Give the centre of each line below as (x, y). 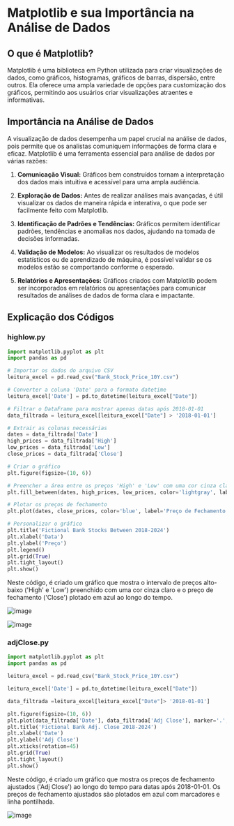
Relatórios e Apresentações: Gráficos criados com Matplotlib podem (117, 280)
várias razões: (28, 161)
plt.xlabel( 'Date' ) (36, 733)
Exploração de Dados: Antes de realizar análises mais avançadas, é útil (120, 195)
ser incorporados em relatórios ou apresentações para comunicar (112, 288)
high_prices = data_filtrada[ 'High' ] (62, 441)
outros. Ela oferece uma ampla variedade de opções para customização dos (117, 85)
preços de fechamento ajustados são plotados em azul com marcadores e (114, 794)
